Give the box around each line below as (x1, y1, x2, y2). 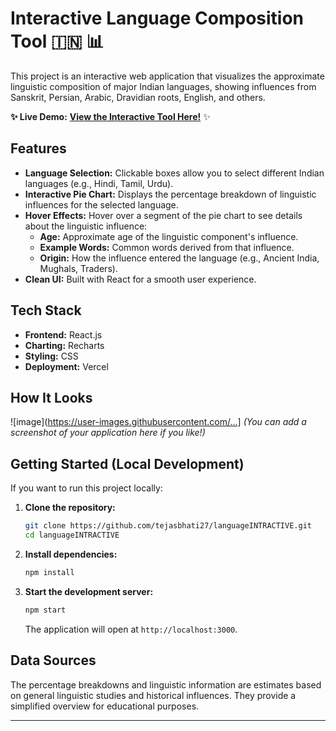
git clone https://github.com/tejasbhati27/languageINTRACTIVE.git (24, 521, 312, 531)
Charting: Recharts (24, 339, 105, 351)
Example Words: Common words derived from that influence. (39, 241, 295, 253)
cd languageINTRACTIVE (24, 530, 120, 541)
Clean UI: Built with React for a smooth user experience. (24, 273, 257, 285)
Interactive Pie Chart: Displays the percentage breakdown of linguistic (24, 188, 317, 200)
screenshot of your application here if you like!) (10, 427, 206, 439)
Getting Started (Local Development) (10, 455, 245, 472)
